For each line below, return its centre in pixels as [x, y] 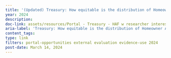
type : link [17, 38]
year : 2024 [17, 15]
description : [19, 19]
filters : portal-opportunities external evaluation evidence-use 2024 [82, 43]
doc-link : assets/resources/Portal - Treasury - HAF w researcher [77, 24]
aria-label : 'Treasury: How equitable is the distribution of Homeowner [84, 29]
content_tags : [20, 33]
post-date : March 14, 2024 [34, 47]
